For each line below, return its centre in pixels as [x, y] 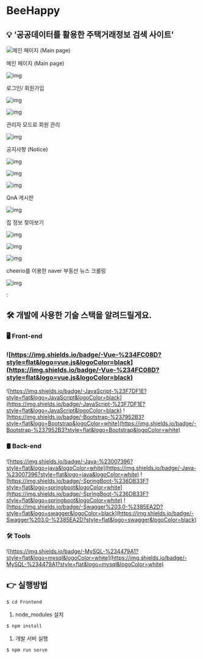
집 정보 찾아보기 [25, 222]
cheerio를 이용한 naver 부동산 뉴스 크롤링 [56, 271]
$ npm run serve [27, 650]
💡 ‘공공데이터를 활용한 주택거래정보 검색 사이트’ [90, 34]
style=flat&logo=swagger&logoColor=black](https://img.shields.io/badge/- [100, 513]
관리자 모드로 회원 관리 [33, 125]
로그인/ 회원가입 [25, 88]
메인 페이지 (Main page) [35, 63]
